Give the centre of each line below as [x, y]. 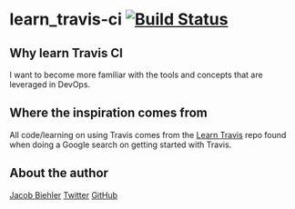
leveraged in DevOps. [50, 85]
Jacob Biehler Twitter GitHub [64, 194]
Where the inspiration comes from [108, 113]
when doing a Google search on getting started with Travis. [121, 144]
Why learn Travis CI [66, 53]
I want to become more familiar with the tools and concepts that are [136, 75]
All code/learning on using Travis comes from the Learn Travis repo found [148, 134]
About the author [59, 173]
